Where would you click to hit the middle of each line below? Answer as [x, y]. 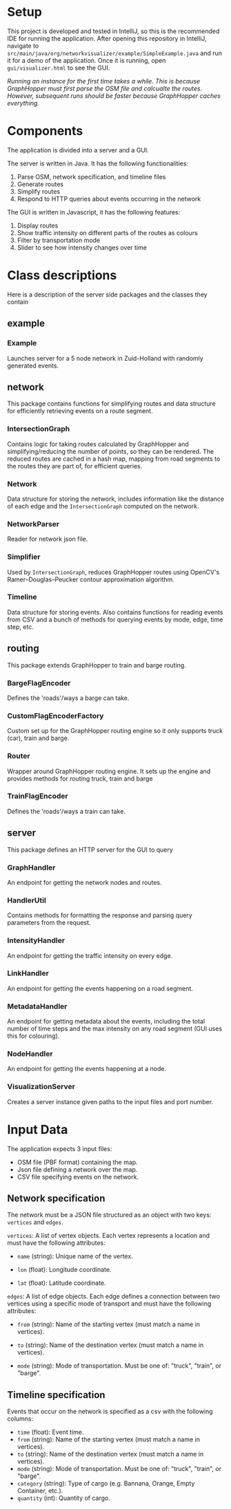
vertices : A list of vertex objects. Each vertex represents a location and [109, 1236]
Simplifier [24, 557]
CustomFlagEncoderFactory [56, 716]
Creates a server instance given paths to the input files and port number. [110, 1101]
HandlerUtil [27, 900]
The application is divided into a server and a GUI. [78, 150]
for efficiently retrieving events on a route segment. [80, 411]
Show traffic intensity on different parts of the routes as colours [107, 232]
